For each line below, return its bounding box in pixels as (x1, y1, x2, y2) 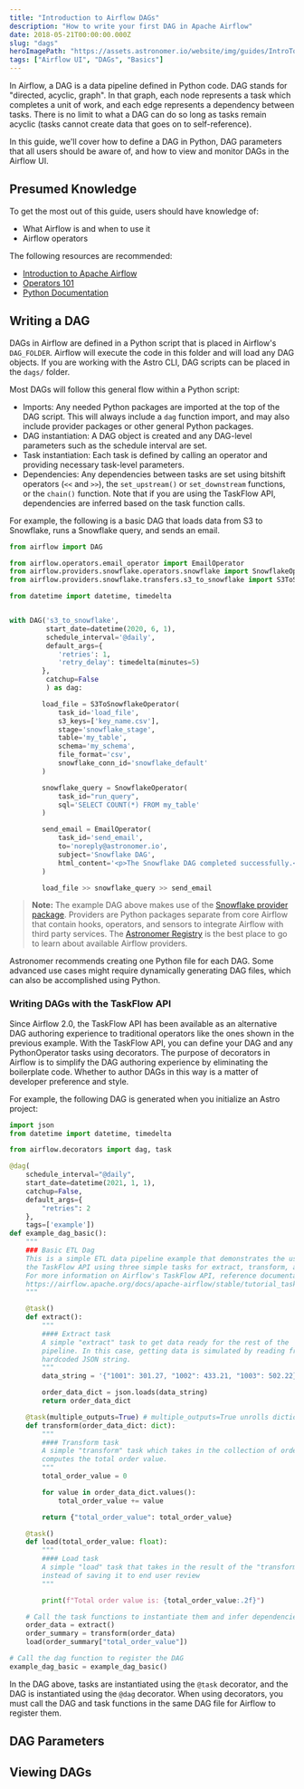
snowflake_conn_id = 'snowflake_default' (57, 759, 208, 768)
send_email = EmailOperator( (42, 825, 152, 834)
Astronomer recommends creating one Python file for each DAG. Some (9, 956, 274, 967)
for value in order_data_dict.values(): (42, 1488, 196, 1497)
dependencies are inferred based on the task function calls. (22, 497, 246, 508)
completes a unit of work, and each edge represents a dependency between (9, 100, 295, 110)
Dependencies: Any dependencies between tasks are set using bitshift (22, 468, 286, 480)
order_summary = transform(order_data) (25, 1629, 176, 1639)
